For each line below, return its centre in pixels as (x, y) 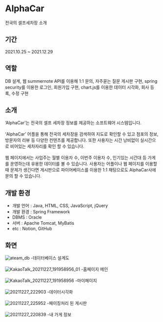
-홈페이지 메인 (95, 269)
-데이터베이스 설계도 (50, 258)
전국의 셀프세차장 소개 (26, 23)
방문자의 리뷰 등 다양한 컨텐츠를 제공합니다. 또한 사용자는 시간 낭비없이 (72, 140)
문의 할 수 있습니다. (23, 176)
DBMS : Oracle (27, 217)
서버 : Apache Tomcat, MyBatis (43, 223)
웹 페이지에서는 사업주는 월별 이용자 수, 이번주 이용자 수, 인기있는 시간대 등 (76, 158)
